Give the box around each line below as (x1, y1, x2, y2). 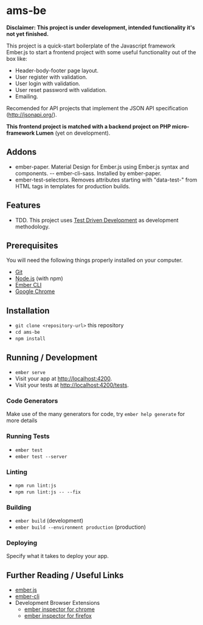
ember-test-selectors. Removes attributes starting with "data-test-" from (15, 176, 198, 183)
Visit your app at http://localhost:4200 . (15, 375, 112, 382)
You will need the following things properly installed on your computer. (6, 256, 183, 264)
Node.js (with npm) (15, 275, 64, 282)
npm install (15, 336, 46, 342)
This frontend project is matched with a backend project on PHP (6, 122, 171, 130)
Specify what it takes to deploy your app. (6, 553, 109, 560)
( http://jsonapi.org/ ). (6, 111, 57, 118)
